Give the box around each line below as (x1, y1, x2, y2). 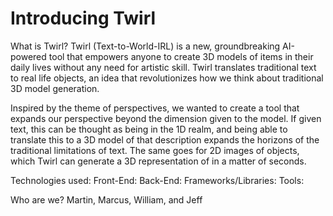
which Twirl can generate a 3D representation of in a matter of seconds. (10, 155, 307, 167)
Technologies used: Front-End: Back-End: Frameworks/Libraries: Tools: (10, 174, 305, 186)
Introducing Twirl (10, 7, 157, 30)
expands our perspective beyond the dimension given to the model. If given (10, 112, 322, 124)
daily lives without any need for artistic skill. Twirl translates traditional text (10, 61, 317, 73)
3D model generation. (10, 82, 100, 94)
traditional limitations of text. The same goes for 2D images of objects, (10, 144, 300, 156)
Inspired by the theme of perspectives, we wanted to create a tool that (10, 102, 300, 114)
